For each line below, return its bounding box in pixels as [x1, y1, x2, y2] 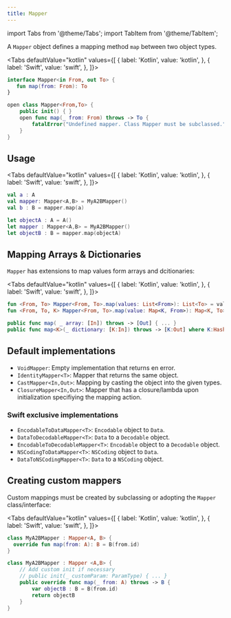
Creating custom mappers [7, 475, 122, 486]
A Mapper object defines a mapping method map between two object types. [7, 42, 217, 50]
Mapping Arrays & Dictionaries [7, 249, 142, 260]
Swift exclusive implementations [7, 410, 119, 420]
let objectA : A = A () [7, 216, 72, 224]
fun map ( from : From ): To [16, 83, 88, 90]
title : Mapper [7, 10, 48, 17]
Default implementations [7, 345, 115, 357]
